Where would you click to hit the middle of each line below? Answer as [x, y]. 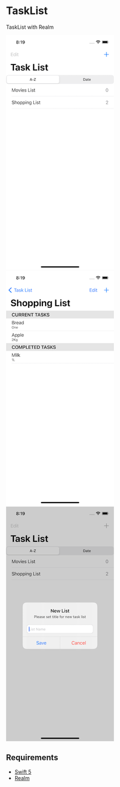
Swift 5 [23, 772]
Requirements [32, 758]
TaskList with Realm [30, 27]
